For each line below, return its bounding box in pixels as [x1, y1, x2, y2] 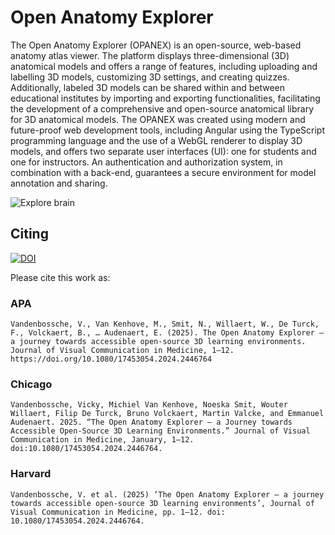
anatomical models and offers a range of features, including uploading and [10, 60, 318, 72]
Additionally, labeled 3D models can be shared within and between [10, 81, 285, 93]
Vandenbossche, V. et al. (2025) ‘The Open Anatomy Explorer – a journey [10, 489, 325, 500]
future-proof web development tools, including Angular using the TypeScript [10, 124, 325, 136]
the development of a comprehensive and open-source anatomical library [10, 102, 315, 115]
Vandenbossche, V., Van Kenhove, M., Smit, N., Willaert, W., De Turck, [10, 319, 320, 330]
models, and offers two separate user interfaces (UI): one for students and [10, 145, 317, 157]
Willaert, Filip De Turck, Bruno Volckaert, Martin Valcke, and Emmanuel [10, 409, 325, 419]
